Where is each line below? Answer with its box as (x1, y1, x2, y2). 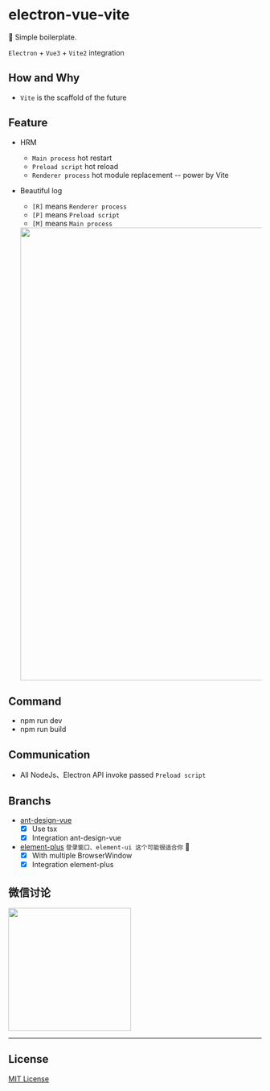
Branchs (8, 794, 51, 808)
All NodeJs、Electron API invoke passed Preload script (19, 771, 207, 780)
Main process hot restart (31, 153, 112, 163)
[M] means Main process (31, 218, 112, 228)
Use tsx (31, 824, 58, 833)
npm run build (19, 725, 67, 734)
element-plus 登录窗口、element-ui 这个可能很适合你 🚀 (19, 842, 190, 852)
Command (8, 694, 62, 708)
